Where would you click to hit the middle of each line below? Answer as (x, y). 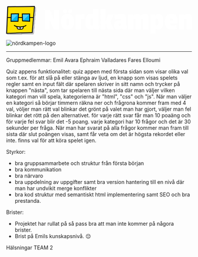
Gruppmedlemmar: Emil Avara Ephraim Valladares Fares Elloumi (83, 60)
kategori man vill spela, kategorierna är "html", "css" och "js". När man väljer (99, 96)
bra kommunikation (38, 169)
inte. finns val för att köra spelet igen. (51, 140)
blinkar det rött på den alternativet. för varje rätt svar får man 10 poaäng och (98, 115)
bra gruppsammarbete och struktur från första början (79, 163)
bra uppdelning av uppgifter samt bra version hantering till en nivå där (99, 182)
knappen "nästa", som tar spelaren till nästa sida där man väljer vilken (90, 90)
